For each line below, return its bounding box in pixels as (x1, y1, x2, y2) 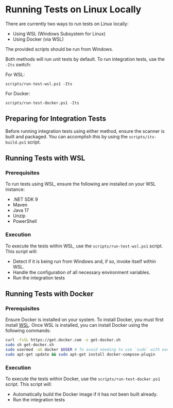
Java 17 (12, 207, 29, 214)
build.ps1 (5, 140, 27, 145)
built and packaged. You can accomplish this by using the (5, 133, 128, 139)
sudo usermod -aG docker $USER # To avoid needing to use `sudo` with (5, 347, 160, 352)
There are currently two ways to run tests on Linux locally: (5, 21, 129, 27)
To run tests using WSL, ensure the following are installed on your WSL (5, 181, 156, 187)
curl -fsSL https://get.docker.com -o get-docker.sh (5, 338, 121, 343)
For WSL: (5, 71, 25, 78)
